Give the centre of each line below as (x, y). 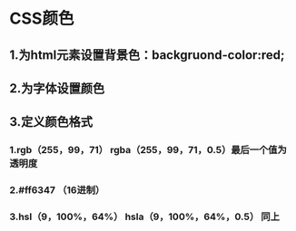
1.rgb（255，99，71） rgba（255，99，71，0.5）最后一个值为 (148, 150)
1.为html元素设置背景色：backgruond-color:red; (147, 55)
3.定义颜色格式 (51, 122)
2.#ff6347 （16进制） (57, 190)
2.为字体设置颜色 (57, 88)
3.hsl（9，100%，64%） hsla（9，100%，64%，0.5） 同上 (144, 217)
